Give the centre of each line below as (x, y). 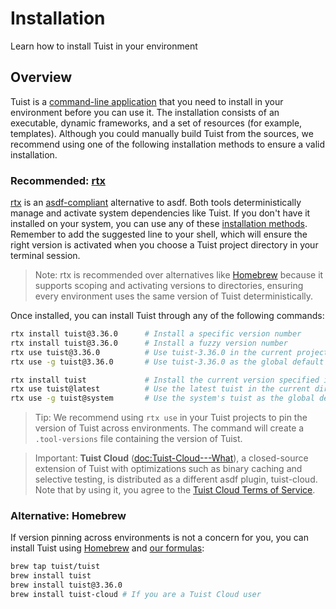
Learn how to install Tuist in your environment (104, 46)
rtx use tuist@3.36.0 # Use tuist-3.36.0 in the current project (169, 352)
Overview (41, 77)
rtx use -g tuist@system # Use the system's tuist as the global (162, 398)
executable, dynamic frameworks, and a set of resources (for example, (156, 123)
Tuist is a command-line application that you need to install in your (147, 101)
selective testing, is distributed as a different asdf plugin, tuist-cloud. (176, 479)
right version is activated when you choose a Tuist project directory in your (164, 245)
